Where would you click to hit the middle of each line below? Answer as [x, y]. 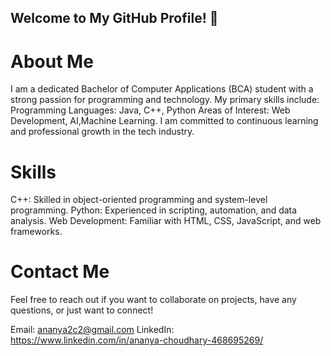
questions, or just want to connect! [82, 310]
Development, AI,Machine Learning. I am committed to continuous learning [164, 121]
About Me [52, 61]
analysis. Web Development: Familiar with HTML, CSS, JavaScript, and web [166, 221]
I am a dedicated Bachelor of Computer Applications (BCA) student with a [162, 89]
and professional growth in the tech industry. [102, 132]
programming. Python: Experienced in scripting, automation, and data [154, 210]
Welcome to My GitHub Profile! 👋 [114, 18]
